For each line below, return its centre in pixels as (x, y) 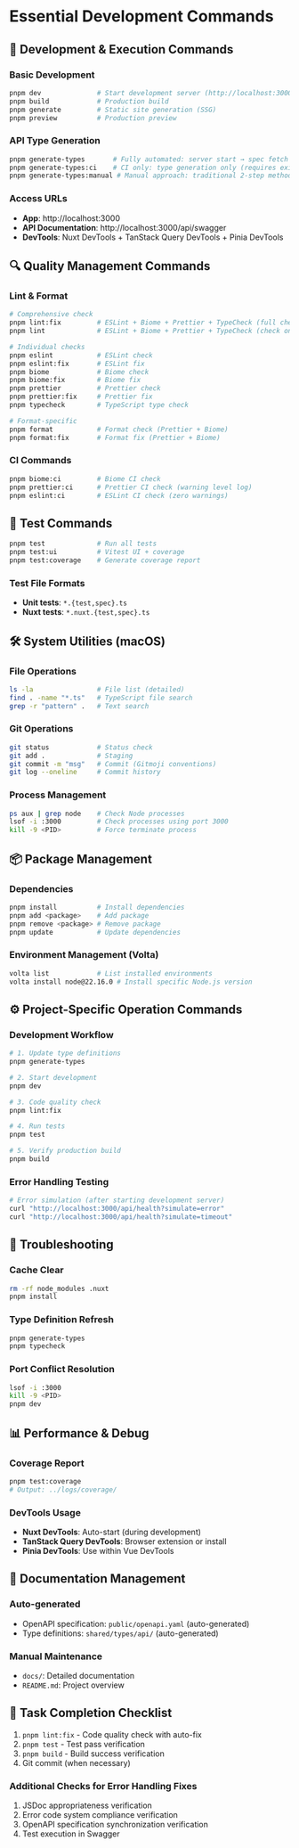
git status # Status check (81, 747)
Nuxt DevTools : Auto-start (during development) (112, 1532)
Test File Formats (47, 583)
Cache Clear (36, 1270)
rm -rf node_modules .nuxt (59, 1288)
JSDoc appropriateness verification (87, 1805)
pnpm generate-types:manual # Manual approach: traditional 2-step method (151, 176)
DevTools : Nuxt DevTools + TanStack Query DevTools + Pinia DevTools (153, 237)
